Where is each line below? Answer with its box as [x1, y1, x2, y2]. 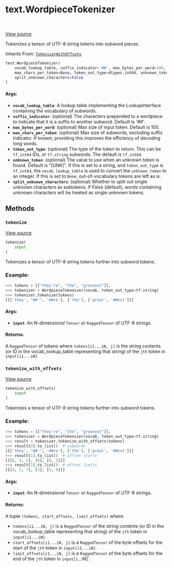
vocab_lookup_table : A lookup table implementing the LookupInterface [12, 102, 161, 108]
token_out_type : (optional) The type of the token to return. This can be [12, 146, 161, 152]
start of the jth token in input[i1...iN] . [12, 544, 97, 551]
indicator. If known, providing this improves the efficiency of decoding [12, 135, 161, 141]
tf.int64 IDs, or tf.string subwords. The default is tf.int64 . [12, 151, 143, 157]
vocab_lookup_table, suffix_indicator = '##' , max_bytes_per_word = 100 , [14, 65, 166, 70]
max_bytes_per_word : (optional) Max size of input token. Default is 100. [12, 124, 160, 130]
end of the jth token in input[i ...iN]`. [12, 555, 91, 562]
